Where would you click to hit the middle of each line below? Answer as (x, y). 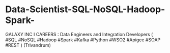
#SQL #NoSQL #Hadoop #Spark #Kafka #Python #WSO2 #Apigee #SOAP (83, 40)
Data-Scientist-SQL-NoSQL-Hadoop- (85, 9)
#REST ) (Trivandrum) (28, 45)
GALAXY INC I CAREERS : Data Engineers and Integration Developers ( (79, 34)
